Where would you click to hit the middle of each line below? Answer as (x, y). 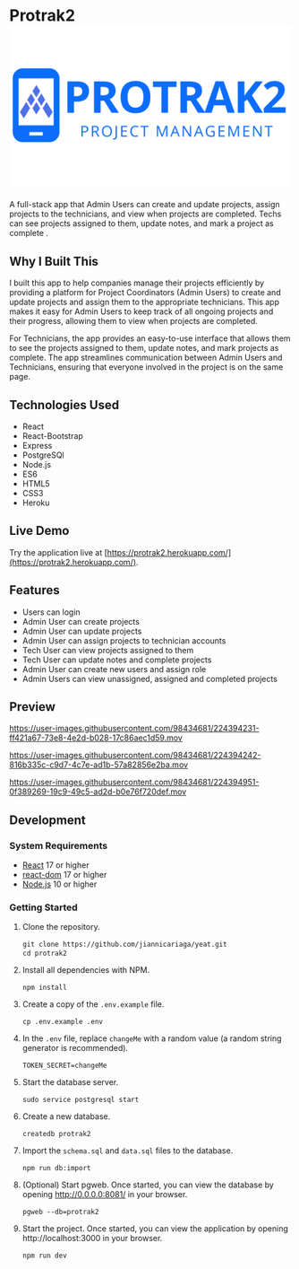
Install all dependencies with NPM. (86, 970)
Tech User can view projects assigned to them (108, 650)
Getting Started (43, 907)
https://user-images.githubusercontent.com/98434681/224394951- (134, 783)
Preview (33, 707)
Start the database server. (70, 1082)
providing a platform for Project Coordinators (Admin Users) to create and (145, 293)
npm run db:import (56, 1168)
